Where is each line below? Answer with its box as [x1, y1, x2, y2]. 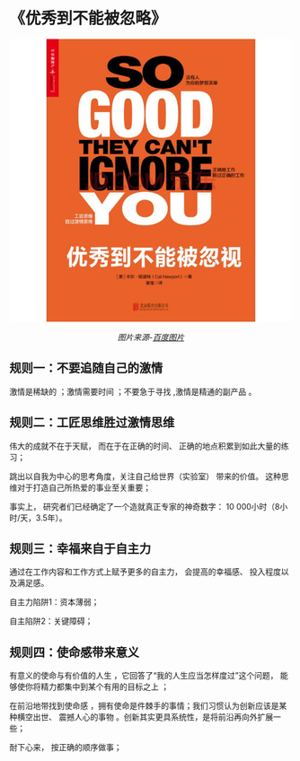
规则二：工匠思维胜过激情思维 [9, 415, 175, 431]
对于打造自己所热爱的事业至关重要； [16, 482, 151, 493]
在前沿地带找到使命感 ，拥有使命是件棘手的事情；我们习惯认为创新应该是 [9, 701, 279, 712]
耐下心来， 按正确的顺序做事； [9, 742, 122, 753]
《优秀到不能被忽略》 [9, 8, 168, 29]
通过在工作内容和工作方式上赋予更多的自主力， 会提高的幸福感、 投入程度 [9, 566, 281, 577]
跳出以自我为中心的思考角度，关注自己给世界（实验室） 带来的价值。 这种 [9, 470, 281, 481]
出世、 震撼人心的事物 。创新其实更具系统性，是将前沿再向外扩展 [32, 712, 274, 722]
